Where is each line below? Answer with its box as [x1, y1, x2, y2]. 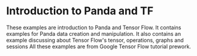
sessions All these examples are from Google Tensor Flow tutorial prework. [6, 43, 192, 50]
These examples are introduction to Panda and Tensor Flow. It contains [6, 24, 181, 31]
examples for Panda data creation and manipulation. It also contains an [6, 30, 181, 37]
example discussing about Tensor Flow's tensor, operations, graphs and [6, 36, 184, 43]
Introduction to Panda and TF [6, 4, 154, 18]
